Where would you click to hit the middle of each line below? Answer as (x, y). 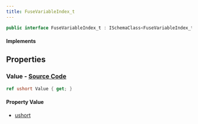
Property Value (25, 102)
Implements (21, 41)
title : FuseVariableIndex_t (41, 12)
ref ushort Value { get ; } (39, 89)
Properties (26, 60)
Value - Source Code (36, 76)
